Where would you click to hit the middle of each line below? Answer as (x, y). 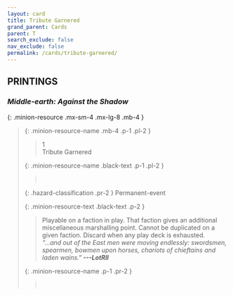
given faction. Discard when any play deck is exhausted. (124, 235)
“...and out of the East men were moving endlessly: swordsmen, (134, 242)
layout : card (26, 14)
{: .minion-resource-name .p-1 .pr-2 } (78, 271)
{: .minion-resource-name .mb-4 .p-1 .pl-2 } (87, 130)
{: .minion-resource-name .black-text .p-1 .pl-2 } (94, 165)
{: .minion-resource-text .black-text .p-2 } (85, 206)
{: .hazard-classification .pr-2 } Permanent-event (95, 193)
